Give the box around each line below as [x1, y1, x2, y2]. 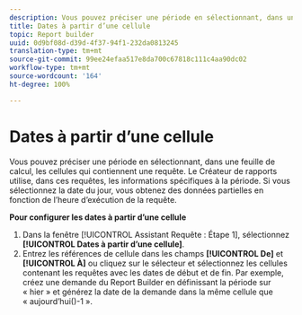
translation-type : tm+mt [9, 47, 102, 56]
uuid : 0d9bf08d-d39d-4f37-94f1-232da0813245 [9, 38, 179, 48]
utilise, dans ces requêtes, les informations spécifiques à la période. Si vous [9, 175, 290, 186]
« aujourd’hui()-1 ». [22, 295, 93, 306]
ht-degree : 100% [9, 80, 70, 89]
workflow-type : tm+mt [9, 64, 91, 73]
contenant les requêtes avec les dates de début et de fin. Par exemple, [22, 267, 285, 278]
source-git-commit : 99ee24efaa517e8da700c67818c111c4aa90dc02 [9, 55, 247, 64]
